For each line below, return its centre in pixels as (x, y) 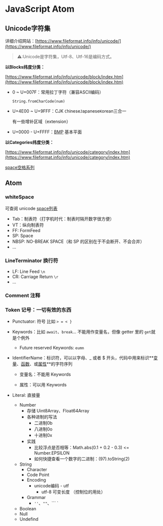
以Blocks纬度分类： (25, 67)
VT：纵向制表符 (28, 225)
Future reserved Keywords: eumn (52, 348)
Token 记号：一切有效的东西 (38, 310)
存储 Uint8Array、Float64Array (58, 411)
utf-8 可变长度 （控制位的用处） (73, 492)
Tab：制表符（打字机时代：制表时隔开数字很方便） (63, 218)
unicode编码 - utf (52, 486)
